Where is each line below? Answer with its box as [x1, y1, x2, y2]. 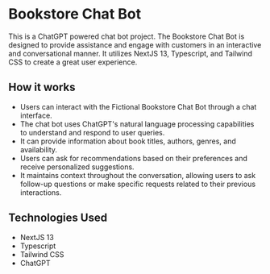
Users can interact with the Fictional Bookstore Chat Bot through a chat [19, 102, 257, 111]
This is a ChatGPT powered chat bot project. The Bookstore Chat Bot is [8, 31, 245, 41]
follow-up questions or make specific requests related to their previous [19, 179, 256, 189]
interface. [19, 110, 52, 120]
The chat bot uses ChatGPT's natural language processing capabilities [19, 118, 255, 129]
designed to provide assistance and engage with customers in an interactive [8, 39, 262, 49]
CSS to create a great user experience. [8, 57, 138, 67]
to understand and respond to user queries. [19, 127, 165, 137]
